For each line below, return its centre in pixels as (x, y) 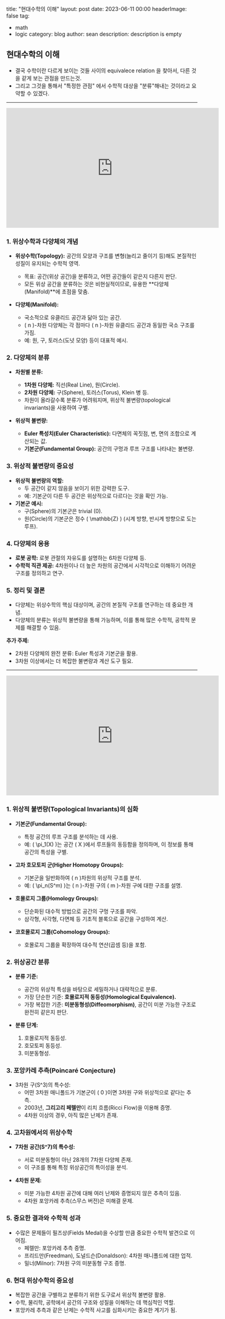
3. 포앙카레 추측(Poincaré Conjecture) (61, 1070)
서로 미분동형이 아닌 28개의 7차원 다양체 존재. (78, 1160)
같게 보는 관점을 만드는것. (52, 78)
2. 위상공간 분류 (28, 962)
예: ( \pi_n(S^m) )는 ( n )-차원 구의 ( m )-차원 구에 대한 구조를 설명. (103, 885)
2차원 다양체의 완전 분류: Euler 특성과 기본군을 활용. (76, 654)
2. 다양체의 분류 (28, 358)
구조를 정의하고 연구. (39, 573)
